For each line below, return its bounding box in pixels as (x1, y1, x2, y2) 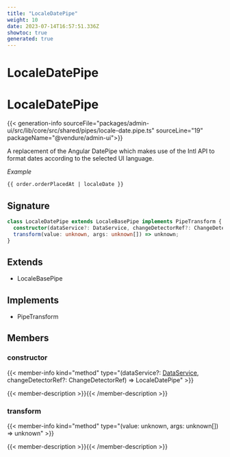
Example (7, 167, 32, 176)
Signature (7, 200, 50, 211)
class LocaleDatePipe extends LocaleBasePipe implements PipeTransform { (7, 218, 222, 225)
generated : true (7, 36, 53, 43)
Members (7, 332, 49, 344)
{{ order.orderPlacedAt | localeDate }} (7, 181, 125, 188)
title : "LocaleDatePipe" (7, 10, 78, 17)
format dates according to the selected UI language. (7, 154, 154, 163)
